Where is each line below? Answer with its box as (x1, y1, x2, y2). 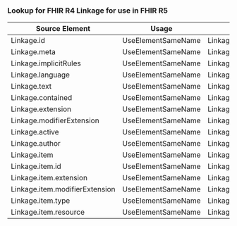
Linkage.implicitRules (11, 58, 81, 68)
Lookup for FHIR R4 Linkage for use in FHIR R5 (7, 6, 168, 15)
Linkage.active (11, 127, 59, 137)
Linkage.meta (11, 47, 56, 57)
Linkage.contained (11, 93, 73, 103)
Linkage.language (11, 70, 71, 80)
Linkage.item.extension (11, 173, 88, 183)
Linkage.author (11, 139, 61, 149)
